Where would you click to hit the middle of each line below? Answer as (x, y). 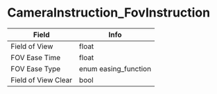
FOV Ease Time (36, 57)
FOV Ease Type (36, 68)
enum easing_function (115, 68)
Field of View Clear (42, 79)
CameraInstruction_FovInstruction (108, 13)
